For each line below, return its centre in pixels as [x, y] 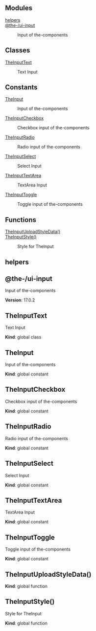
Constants [21, 88]
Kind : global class [23, 337]
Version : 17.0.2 [20, 300]
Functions [21, 220]
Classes [18, 51]
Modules [19, 8]
